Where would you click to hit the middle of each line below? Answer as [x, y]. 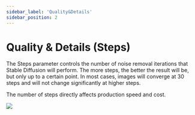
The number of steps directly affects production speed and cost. [86, 95]
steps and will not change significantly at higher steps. [73, 83]
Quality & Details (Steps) [68, 47]
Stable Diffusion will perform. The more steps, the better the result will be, [97, 70]
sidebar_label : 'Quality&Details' [49, 12]
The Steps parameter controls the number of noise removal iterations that [97, 64]
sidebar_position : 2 [32, 17]
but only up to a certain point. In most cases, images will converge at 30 [95, 76]
